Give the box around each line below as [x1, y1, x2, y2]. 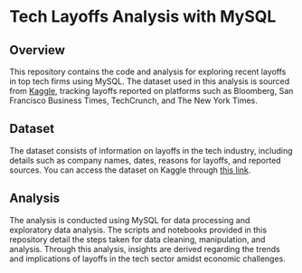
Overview [9, 42, 66, 58]
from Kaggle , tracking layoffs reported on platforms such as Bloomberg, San [9, 86, 294, 96]
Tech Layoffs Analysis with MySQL [9, 6, 277, 27]
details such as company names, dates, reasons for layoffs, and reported [9, 155, 282, 165]
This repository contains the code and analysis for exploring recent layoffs [9, 66, 287, 77]
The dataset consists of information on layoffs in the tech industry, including [9, 145, 293, 155]
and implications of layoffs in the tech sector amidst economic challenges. [9, 253, 287, 264]
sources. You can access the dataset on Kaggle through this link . [9, 165, 251, 175]
